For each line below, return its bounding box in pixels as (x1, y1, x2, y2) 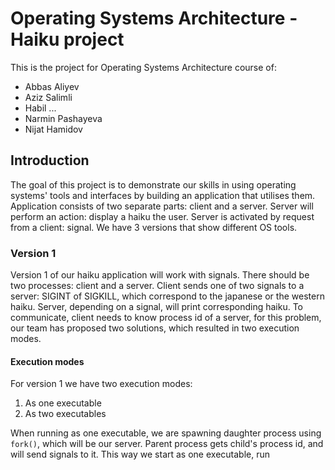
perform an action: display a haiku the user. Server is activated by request (10, 210, 315, 222)
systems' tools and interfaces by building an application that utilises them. (10, 189, 316, 201)
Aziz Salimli (24, 91, 73, 103)
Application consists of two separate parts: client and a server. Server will (10, 200, 314, 212)
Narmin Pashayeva (24, 112, 103, 124)
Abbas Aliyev (24, 80, 80, 92)
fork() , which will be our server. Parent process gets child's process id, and (10, 438, 324, 450)
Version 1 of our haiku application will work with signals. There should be (10, 269, 310, 281)
